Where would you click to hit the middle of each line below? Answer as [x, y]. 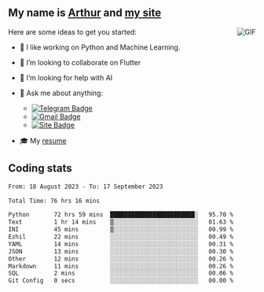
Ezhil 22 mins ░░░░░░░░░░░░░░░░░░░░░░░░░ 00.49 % [121, 237]
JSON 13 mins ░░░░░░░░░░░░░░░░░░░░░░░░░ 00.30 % [121, 251]
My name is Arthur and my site [85, 13]
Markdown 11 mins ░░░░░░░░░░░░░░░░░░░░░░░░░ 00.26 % [121, 266]
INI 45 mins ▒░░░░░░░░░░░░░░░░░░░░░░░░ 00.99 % [121, 230]
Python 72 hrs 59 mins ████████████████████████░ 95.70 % [121, 215]
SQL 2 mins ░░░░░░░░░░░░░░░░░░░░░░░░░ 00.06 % [121, 274]
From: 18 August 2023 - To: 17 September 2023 [86, 187]
